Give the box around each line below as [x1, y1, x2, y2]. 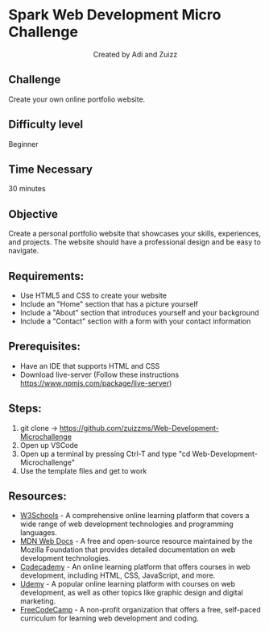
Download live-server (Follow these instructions [19, 370, 180, 379]
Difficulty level [8, 118, 83, 132]
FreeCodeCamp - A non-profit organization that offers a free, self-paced [19, 605, 261, 615]
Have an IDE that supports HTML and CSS [19, 361, 160, 370]
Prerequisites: [8, 340, 81, 353]
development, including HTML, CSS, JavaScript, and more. [19, 570, 216, 580]
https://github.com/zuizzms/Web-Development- [59, 423, 220, 433]
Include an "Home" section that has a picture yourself [19, 299, 199, 308]
